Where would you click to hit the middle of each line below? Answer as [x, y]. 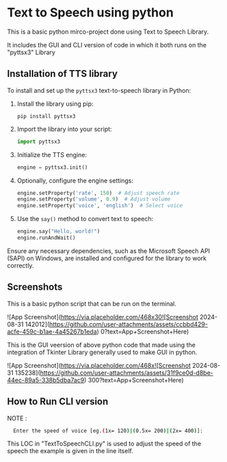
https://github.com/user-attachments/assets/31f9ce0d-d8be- [127, 373]
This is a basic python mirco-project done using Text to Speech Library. [108, 32]
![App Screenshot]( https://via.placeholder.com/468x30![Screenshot [103, 316]
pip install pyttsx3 [46, 116]
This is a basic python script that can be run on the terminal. [92, 303]
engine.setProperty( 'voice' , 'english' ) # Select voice [100, 206]
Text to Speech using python [91, 13]
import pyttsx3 [39, 141]
